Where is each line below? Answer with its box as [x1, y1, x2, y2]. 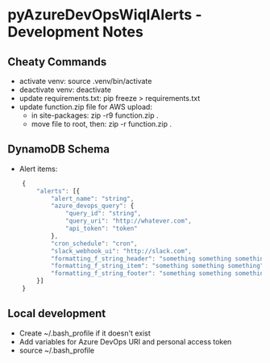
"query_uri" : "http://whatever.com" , [64, 217, 193, 225]
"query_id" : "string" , [64, 210, 142, 218]
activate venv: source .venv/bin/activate [19, 77, 152, 86]
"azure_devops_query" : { [50, 202, 135, 211]
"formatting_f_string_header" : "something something [50, 254, 231, 263]
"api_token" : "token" [64, 224, 138, 233]
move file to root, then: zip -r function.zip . [31, 119, 172, 128]
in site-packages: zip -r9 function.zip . [31, 111, 159, 120]
